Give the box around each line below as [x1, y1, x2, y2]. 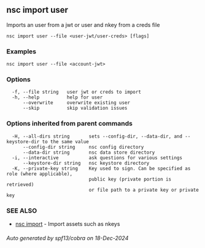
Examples [6, 47, 37, 56]
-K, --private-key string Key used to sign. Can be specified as [12, 165, 191, 171]
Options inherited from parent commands [6, 119, 133, 128]
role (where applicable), [6, 171, 72, 177]
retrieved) [6, 181, 34, 187]
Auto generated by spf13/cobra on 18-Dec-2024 [6, 234, 129, 241]
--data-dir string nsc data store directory [22, 149, 155, 156]
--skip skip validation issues [22, 105, 128, 111]
